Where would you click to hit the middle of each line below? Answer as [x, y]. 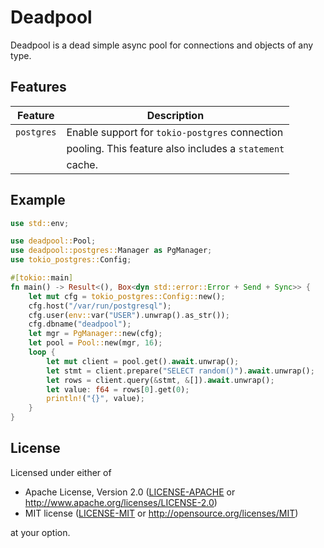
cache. [82, 164]
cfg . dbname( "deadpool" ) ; [80, 324]
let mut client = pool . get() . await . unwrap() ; [143, 361]
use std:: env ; [40, 223]
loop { [42, 352]
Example [38, 200]
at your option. [40, 532]
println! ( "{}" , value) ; [95, 399]
